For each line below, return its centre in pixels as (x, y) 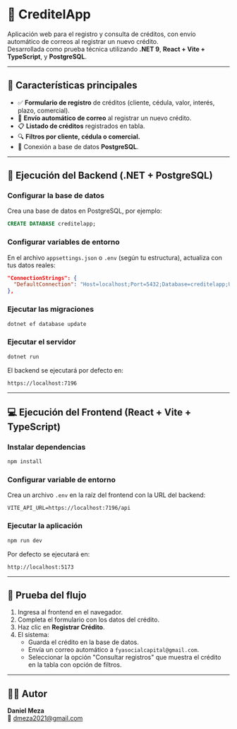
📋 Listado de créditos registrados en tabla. (81, 126)
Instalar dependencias (47, 447)
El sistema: (33, 635)
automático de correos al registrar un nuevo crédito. (83, 41)
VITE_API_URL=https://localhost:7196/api (69, 508)
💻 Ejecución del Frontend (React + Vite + (99, 412)
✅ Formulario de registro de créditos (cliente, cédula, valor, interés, (116, 103)
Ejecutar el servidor (42, 342)
